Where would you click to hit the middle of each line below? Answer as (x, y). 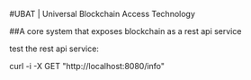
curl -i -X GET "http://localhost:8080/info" (87, 66)
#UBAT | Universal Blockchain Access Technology (103, 14)
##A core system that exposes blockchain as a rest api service (126, 31)
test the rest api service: (54, 49)
